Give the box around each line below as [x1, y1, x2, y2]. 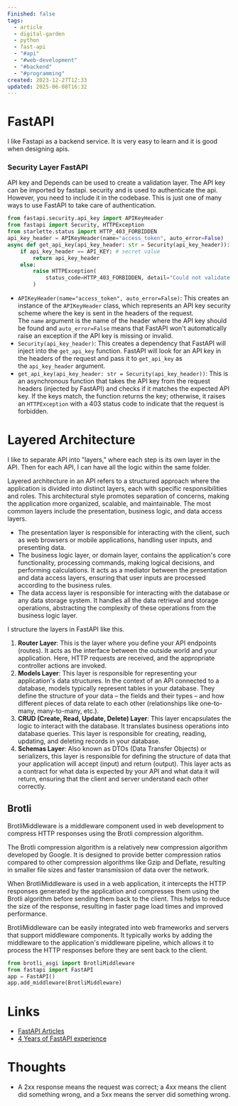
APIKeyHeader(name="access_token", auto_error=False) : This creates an [17, 294, 229, 303]
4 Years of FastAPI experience [17, 1034, 107, 1043]
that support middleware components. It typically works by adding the [7, 931, 213, 939]
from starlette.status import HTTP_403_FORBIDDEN [7, 228, 158, 235]
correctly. [17, 782, 46, 791]
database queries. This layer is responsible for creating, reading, [17, 730, 207, 738]
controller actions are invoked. [17, 661, 107, 670]
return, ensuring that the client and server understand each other [17, 775, 209, 784]
